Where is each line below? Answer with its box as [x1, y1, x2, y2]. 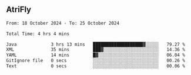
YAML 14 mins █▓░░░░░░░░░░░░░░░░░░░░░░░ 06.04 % [6, 52, 185, 58]
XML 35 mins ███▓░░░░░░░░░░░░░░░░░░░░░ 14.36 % [6, 47, 185, 53]
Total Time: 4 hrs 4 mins [6, 30, 69, 37]
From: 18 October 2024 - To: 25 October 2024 [6, 20, 119, 26]
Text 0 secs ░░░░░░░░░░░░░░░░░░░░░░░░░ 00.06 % [6, 63, 185, 69]
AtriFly [6, 5, 32, 15]
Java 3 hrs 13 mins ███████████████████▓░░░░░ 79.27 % [6, 41, 185, 47]
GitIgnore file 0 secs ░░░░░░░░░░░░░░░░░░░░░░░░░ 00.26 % [6, 58, 185, 64]
